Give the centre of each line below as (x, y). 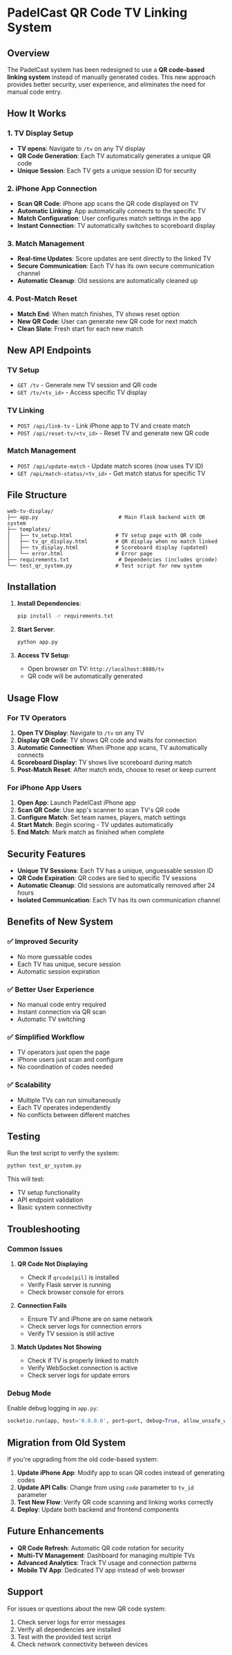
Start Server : (36, 629)
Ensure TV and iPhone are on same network (90, 1319)
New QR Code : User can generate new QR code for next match (107, 321)
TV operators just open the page (64, 1052)
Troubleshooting (44, 1229)
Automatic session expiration (58, 971)
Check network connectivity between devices (83, 1644)
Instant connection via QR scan (61, 1012)
